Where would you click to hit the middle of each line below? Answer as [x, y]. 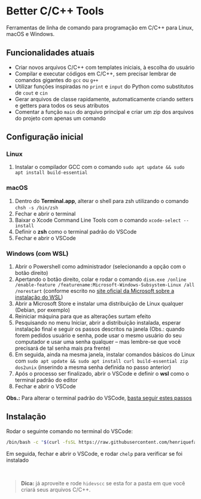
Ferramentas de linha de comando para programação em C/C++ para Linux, [100, 28]
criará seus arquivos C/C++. [56, 489]
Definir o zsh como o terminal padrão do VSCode [76, 231]
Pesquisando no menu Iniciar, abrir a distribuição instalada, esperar [98, 323]
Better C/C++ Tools [55, 11]
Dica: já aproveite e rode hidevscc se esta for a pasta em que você [103, 483]
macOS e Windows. [31, 34]
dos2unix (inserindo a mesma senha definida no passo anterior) [93, 367]
